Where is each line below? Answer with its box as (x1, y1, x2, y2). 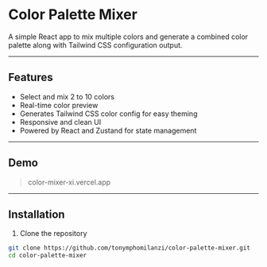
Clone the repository (19, 229, 87, 238)
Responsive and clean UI (19, 117, 102, 126)
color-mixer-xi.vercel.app (27, 177, 111, 187)
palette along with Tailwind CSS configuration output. (8, 40, 183, 49)
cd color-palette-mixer (8, 252, 87, 260)
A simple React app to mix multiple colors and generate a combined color (8, 32, 249, 41)
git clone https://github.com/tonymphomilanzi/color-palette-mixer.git (8, 244, 250, 252)
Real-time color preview (19, 100, 99, 110)
